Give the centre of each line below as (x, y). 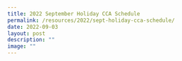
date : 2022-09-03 (33, 27)
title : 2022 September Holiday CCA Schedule (74, 14)
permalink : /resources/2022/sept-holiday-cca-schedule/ (91, 20)
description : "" (31, 40)
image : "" (22, 46)
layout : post (26, 33)
